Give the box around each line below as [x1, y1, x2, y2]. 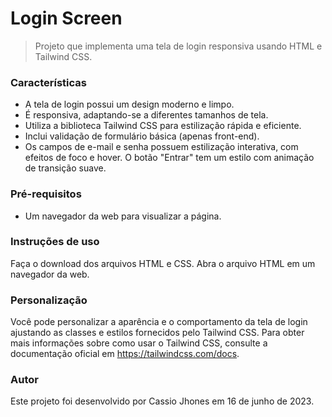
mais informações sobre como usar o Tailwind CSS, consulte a [10, 337, 268, 349]
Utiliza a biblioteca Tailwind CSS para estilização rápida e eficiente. [24, 120, 302, 132]
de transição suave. [24, 162, 107, 174]
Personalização [10, 293, 88, 307]
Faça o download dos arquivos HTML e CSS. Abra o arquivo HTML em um [10, 257, 316, 269]
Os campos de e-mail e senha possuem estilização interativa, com [24, 141, 299, 153]
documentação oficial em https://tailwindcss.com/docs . [10, 348, 240, 360]
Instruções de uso [10, 235, 100, 249]
